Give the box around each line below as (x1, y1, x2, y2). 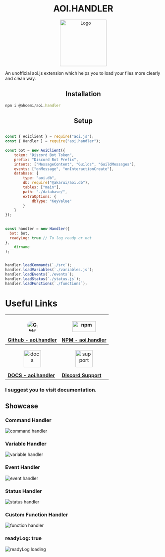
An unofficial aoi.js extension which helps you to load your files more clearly (5, 70, 161, 76)
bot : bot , (9, 231, 30, 236)
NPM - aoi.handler (61, 336, 107, 343)
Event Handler (5, 464, 41, 471)
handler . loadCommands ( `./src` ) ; (5, 263, 72, 268)
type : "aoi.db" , (23, 175, 56, 181)
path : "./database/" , (23, 189, 68, 194)
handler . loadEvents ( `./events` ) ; (5, 272, 74, 277)
